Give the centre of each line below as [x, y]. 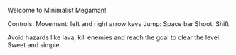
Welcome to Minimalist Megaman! [57, 10]
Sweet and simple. [34, 45]
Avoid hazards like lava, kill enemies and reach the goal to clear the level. [114, 37]
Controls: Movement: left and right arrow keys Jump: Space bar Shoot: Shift [118, 24]
